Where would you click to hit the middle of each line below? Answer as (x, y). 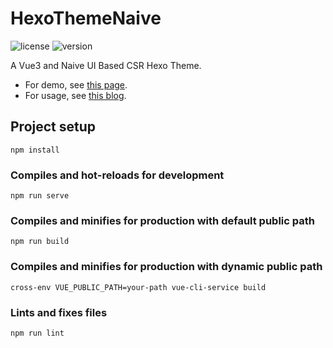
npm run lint (37, 333)
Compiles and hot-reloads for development (117, 175)
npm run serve (40, 196)
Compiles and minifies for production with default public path (162, 220)
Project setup (53, 127)
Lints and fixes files (59, 312)
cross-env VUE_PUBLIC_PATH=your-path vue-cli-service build (138, 287)
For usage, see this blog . (75, 95)
